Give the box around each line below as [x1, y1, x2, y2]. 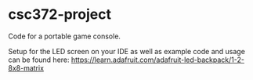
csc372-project [8, 5, 112, 24]
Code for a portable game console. [8, 31, 121, 41]
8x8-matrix [8, 63, 45, 72]
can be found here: [8, 55, 70, 64]
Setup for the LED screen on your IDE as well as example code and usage [8, 46, 245, 56]
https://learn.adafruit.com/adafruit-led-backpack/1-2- [70, 55, 245, 64]
